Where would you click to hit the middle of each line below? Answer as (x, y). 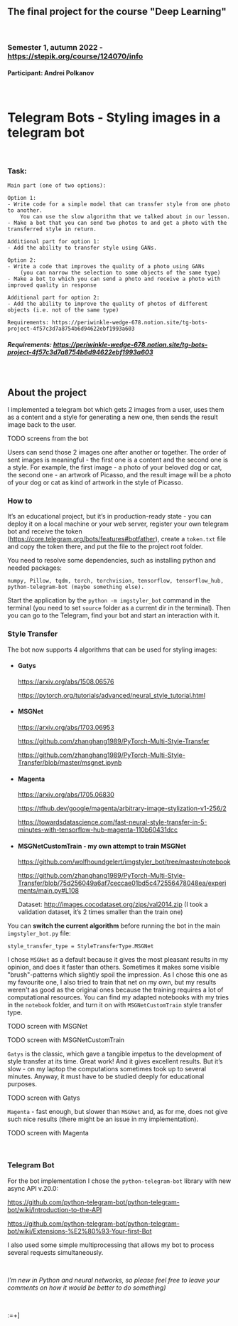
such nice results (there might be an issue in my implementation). (103, 1119)
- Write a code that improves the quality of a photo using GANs (106, 267)
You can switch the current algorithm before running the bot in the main (114, 926)
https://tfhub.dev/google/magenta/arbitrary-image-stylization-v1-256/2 (122, 808)
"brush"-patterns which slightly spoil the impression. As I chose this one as (118, 975)
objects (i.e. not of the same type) (63, 310)
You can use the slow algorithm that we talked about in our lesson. (125, 217)
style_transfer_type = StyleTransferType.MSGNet (81, 946)
